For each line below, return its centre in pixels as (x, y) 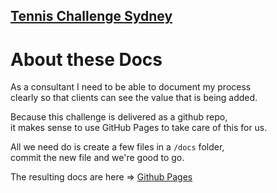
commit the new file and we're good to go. (97, 158)
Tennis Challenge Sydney (91, 16)
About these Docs (86, 59)
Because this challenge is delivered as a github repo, (119, 117)
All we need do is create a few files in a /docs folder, (117, 147)
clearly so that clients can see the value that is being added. (134, 98)
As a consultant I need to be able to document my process (131, 87)
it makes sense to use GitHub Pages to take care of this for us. (139, 128)
